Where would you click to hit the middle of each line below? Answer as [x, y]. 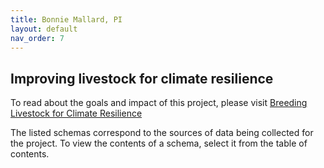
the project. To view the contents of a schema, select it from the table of [159, 143]
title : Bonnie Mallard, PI [66, 19]
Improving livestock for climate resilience [142, 78]
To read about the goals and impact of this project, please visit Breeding [159, 103]
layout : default [44, 29]
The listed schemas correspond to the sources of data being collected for [162, 133]
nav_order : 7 [37, 38]
